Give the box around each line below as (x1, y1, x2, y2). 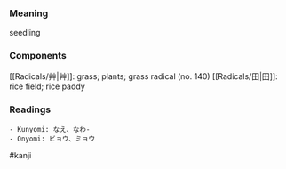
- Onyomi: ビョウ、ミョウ (9, 134, 96, 143)
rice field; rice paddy (9, 81, 86, 92)
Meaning (9, 7, 49, 20)
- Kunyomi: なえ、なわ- (9, 125, 91, 133)
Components (9, 50, 67, 62)
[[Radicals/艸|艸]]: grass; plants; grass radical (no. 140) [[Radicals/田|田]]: (9, 70, 278, 82)
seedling (9, 28, 41, 38)
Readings (9, 103, 52, 116)
